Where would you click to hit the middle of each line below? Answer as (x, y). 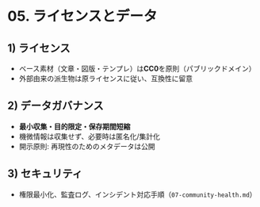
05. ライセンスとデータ (82, 16)
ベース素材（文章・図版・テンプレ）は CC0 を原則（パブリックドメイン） (137, 69)
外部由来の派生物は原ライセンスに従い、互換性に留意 (106, 79)
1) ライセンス (39, 48)
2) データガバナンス (55, 106)
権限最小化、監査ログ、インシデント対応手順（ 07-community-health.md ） (138, 194)
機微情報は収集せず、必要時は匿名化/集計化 (89, 136)
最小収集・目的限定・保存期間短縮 (75, 126)
